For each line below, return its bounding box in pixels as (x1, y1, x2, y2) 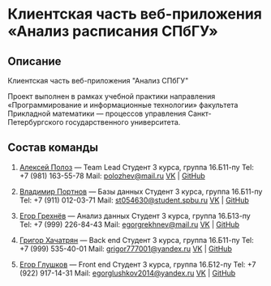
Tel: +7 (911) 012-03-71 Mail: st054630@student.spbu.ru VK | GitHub (19, 195, 249, 205)
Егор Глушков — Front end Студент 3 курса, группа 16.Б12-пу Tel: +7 (19, 259, 256, 269)
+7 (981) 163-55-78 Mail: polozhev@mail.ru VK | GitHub (19, 171, 206, 181)
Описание (7, 54, 62, 68)
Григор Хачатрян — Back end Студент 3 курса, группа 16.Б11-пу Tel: (19, 235, 255, 245)
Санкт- (187, 109, 212, 118)
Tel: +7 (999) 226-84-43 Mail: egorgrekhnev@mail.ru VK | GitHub (19, 220, 240, 229)
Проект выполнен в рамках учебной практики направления (7, 92, 216, 101)
